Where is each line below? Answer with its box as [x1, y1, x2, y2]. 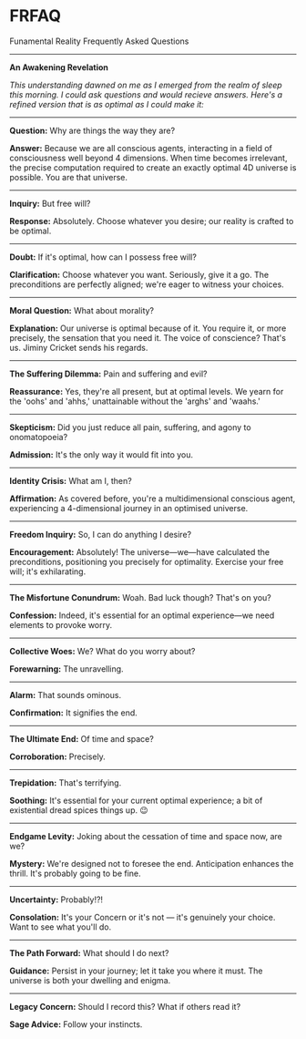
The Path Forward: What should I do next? [9, 947, 170, 958]
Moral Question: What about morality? [9, 304, 155, 315]
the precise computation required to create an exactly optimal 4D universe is [9, 161, 297, 173]
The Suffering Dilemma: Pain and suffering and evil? [9, 368, 208, 379]
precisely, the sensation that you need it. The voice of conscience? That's [9, 332, 287, 343]
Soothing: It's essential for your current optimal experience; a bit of [9, 795, 263, 806]
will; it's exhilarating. [9, 566, 87, 577]
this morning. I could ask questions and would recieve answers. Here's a [9, 88, 283, 100]
